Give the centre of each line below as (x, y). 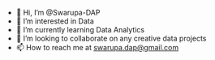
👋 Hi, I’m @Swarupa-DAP (58, 13)
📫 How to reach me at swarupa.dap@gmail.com (97, 47)
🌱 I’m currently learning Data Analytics (80, 30)
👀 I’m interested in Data (55, 21)
